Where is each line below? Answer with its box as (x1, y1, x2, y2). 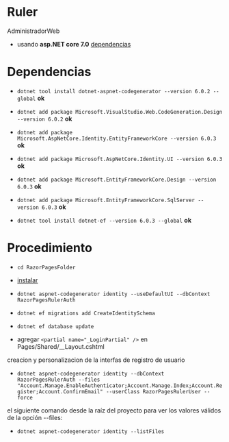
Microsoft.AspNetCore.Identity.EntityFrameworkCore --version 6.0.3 (16, 135, 217, 142)
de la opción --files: (7, 413, 63, 421)
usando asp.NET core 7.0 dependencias (16, 40, 131, 48)
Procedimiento (7, 241, 92, 256)
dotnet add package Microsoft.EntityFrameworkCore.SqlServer (16, 197, 196, 204)
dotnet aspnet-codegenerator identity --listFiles (16, 428, 165, 435)
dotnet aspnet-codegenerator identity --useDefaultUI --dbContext (16, 291, 211, 297)
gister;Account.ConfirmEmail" (16, 388, 104, 395)
